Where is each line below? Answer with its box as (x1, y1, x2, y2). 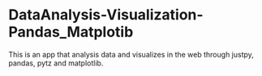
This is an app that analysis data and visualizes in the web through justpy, (8, 49, 254, 59)
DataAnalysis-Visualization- (8, 6, 204, 24)
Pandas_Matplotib (8, 23, 134, 41)
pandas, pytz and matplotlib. (8, 58, 104, 68)
